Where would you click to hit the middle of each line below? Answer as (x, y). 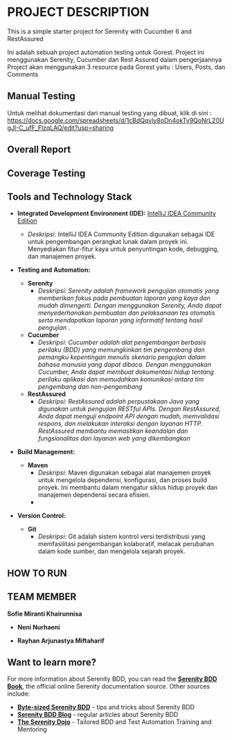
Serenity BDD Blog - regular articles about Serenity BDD (98, 715)
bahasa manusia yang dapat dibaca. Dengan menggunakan (124, 365)
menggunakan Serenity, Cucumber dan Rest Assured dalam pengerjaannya (115, 59)
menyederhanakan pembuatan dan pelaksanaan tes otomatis (126, 313)
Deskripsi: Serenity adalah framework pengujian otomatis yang (128, 291)
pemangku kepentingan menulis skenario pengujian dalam (122, 357)
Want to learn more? (52, 662)
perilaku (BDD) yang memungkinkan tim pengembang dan (121, 350)
